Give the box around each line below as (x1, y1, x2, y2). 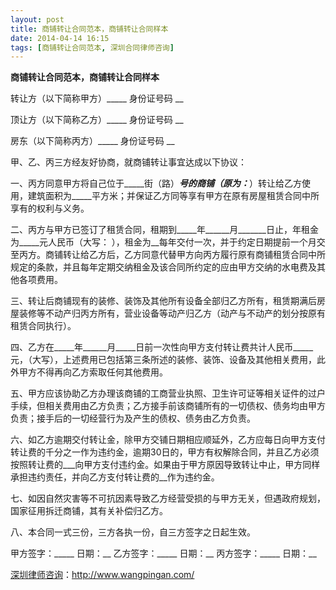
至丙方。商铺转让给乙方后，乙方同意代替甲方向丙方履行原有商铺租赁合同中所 (10, 249, 326, 261)
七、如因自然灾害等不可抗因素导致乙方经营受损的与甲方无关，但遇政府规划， (10, 492, 326, 505)
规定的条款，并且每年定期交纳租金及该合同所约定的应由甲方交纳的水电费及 (10, 261, 317, 273)
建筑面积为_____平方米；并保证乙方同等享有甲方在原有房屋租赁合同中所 (27, 190, 320, 202)
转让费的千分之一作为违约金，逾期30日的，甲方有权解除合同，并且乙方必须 (10, 446, 320, 458)
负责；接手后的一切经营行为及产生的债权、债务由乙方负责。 (10, 412, 256, 425)
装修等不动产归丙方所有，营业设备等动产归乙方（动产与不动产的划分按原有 (18, 307, 326, 320)
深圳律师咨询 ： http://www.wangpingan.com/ (10, 569, 195, 581)
